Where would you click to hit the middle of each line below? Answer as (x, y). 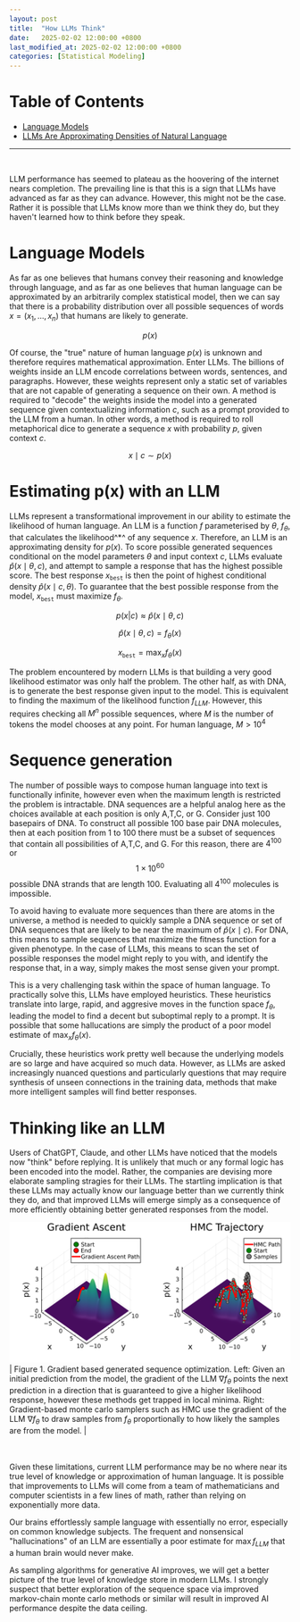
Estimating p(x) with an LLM (115, 491)
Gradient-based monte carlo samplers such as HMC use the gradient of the (148, 1409)
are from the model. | (48, 1430)
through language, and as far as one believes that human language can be (146, 287)
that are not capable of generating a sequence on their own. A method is (143, 390)
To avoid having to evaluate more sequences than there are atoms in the (142, 910)
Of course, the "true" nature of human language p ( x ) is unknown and (136, 352)
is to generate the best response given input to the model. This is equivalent (149, 690)
